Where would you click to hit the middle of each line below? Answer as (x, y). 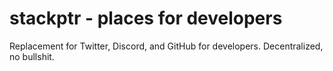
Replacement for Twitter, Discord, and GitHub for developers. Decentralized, (166, 46)
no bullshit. (32, 56)
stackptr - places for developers (146, 18)
